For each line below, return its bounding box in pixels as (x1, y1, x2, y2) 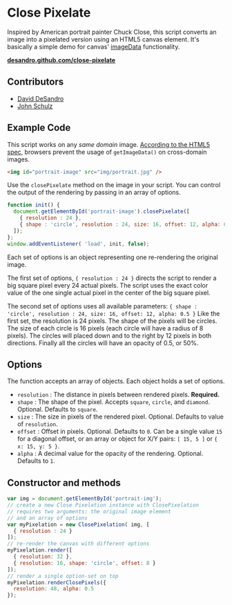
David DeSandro (17, 94, 64, 103)
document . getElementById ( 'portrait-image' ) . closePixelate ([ (13, 208, 190, 216)
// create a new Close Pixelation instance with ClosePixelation (7, 502, 199, 509)
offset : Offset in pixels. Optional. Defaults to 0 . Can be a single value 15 (17, 428, 223, 436)
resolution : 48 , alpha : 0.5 (13, 586, 95, 593)
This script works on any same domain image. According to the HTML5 (7, 140, 211, 148)
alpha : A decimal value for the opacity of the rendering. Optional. (17, 449, 204, 458)
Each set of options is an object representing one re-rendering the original (7, 253, 219, 261)
